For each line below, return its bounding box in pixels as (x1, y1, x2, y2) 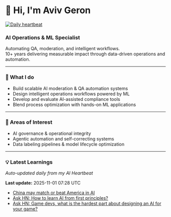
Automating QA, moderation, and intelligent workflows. (5, 46, 120, 52)
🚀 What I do (5, 74, 34, 81)
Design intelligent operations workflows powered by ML (12, 91, 130, 97)
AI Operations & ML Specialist (5, 34, 80, 41)
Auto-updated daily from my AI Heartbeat (5, 170, 93, 176)
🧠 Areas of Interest (5, 119, 52, 126)
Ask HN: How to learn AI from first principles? (12, 195, 108, 201)
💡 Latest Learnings (5, 158, 53, 165)
